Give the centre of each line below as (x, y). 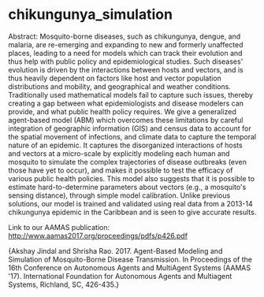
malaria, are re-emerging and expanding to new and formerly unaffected (126, 44)
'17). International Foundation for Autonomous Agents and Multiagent (120, 276)
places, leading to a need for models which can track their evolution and (125, 53)
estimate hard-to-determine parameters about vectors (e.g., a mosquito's (127, 187)
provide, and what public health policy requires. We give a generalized (122, 111)
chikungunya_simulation (91, 15)
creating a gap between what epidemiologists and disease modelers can (126, 103)
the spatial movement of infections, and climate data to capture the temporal (132, 136)
